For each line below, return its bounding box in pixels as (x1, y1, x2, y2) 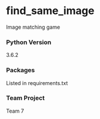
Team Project (6, 94, 45, 102)
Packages (6, 66, 35, 74)
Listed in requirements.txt (6, 79, 68, 86)
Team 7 (6, 107, 25, 114)
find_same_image (6, 4, 95, 18)
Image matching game (6, 23, 61, 30)
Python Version (6, 38, 52, 46)
